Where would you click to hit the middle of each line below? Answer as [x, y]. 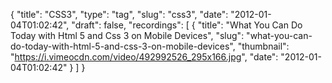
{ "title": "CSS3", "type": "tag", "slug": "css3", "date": [119, 14]
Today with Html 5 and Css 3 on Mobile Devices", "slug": [127, 35]
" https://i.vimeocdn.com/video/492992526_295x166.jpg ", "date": [144, 57]
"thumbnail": [263, 46]
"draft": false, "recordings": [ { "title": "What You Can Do [187, 25]
